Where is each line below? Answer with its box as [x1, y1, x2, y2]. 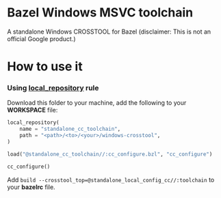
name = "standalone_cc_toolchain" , [19, 125, 121, 133]
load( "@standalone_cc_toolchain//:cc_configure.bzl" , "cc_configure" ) [7, 151, 213, 158]
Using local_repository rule [7, 84, 99, 93]
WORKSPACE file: [7, 106, 58, 114]
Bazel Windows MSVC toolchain [7, 5, 194, 21]
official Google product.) [7, 34, 77, 42]
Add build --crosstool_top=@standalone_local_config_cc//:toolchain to [7, 175, 215, 184]
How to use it [7, 59, 83, 75]
